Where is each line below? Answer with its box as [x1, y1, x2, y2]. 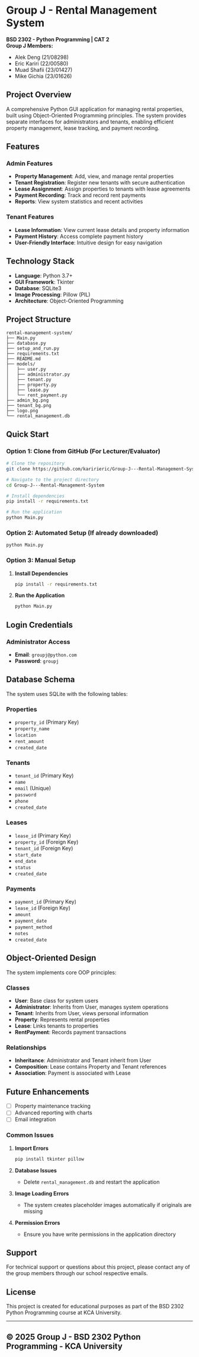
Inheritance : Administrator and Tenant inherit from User [14, 1057, 152, 1064]
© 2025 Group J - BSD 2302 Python [6, 1331, 141, 1342]
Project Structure [6, 314, 71, 324]
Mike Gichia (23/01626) [14, 72, 72, 80]
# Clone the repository [6, 460, 65, 466]
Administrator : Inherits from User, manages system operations [14, 1003, 169, 1010]
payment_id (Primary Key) [14, 898, 77, 905]
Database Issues [14, 1167, 57, 1174]
